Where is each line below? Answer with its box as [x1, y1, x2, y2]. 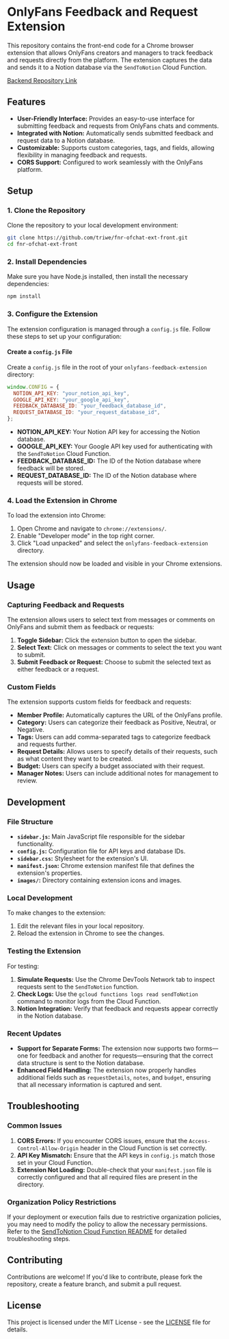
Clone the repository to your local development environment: [7, 221, 179, 229]
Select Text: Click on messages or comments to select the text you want [16, 643, 222, 652]
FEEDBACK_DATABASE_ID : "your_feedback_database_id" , [13, 403, 167, 409]
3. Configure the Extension [7, 309, 98, 319]
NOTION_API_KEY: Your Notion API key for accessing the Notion [16, 428, 200, 436]
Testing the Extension [7, 946, 81, 956]
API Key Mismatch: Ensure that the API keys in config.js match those [16, 1151, 215, 1159]
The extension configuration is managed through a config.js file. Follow [7, 324, 211, 333]
